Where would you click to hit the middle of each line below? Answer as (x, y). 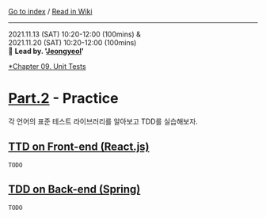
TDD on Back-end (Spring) (74, 189)
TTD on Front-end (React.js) (79, 147)
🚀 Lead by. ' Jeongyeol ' (46, 51)
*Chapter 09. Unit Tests (47, 66)
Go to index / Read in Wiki (50, 11)
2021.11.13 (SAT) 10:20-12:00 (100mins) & (74, 34)
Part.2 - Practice (63, 99)
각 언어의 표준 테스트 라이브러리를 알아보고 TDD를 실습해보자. (103, 121)
